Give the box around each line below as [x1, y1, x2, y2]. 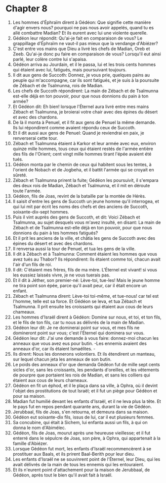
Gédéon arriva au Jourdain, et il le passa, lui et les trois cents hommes [12, 61, 156, 67]
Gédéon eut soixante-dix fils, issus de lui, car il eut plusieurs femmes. [12, 414, 155, 420]
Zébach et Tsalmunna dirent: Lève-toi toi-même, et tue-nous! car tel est [12, 293, 159, 299]
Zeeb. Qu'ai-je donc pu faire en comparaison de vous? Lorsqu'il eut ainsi [12, 51, 161, 57]
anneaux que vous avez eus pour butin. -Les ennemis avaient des [12, 340, 147, 346]
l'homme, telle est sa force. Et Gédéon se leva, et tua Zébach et [12, 298, 142, 304]
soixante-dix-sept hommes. [12, 209, 69, 215]
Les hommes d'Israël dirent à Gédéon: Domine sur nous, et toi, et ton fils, [12, 314, 162, 320]
